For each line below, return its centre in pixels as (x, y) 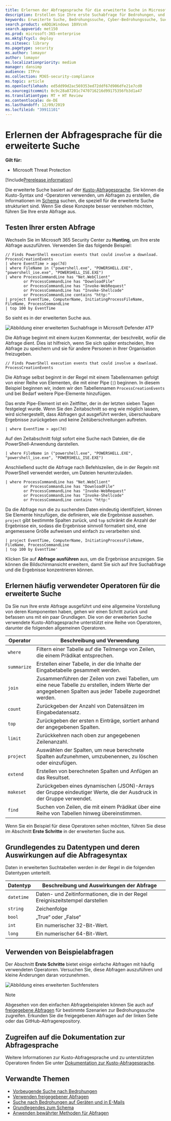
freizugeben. (19, 354)
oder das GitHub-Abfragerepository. (43, 1021)
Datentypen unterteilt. (28, 873)
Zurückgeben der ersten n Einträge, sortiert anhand (98, 720)
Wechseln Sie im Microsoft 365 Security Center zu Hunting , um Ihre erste (83, 240)
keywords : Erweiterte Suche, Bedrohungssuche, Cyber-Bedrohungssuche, (82, 19)
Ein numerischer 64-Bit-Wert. (72, 934)
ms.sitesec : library (27, 43)
